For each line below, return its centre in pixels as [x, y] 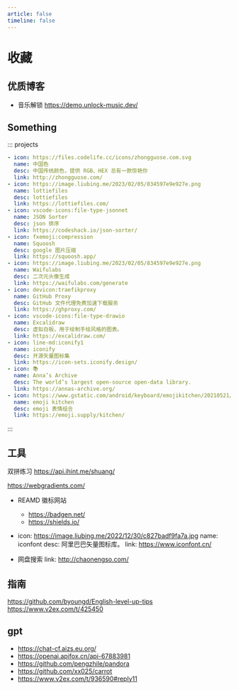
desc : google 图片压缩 [45, 250]
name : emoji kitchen [44, 402]
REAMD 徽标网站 [42, 500]
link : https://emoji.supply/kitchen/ [69, 415]
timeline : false [31, 21]
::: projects [23, 145]
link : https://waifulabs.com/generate [71, 283]
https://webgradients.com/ [46, 486]
